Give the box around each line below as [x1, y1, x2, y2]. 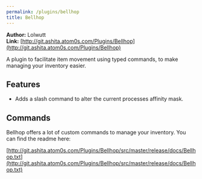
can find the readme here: [6, 135, 71, 142]
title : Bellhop [6, 14, 45, 20]
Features [6, 79, 40, 89]
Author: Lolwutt [6, 31, 46, 38]
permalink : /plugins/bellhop [6, 8, 80, 15]
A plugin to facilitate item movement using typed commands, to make [6, 55, 178, 63]
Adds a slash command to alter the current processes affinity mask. [14, 95, 184, 102]
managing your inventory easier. [6, 61, 86, 69]
